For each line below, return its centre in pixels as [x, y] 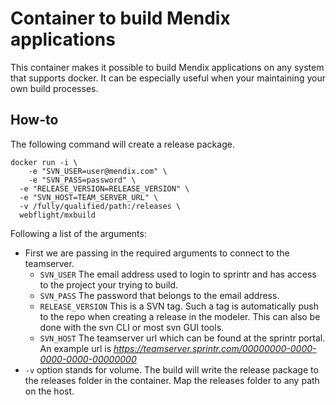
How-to [34, 120]
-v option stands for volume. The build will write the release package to [171, 369]
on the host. [49, 391]
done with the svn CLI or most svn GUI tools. [132, 327]
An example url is [75, 348]
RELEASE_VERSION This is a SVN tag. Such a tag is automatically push [179, 306]
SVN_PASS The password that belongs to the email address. [159, 295]
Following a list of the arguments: [78, 233]
